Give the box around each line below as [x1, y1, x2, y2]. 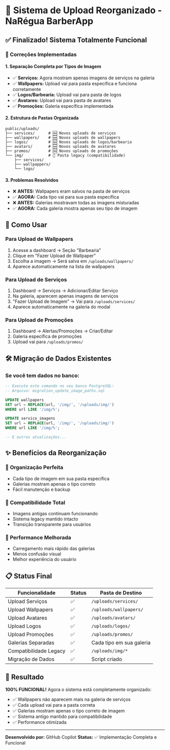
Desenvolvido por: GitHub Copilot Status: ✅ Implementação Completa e [5, 734, 157, 740]
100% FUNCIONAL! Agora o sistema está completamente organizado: [5, 686, 152, 693]
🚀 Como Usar [5, 221, 48, 229]
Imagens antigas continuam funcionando [12, 510, 98, 516]
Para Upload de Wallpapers [5, 236, 73, 243]
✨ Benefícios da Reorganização [5, 449, 107, 457]
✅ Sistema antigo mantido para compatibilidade [12, 713, 112, 720]
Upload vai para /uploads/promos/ [12, 339, 83, 345]
